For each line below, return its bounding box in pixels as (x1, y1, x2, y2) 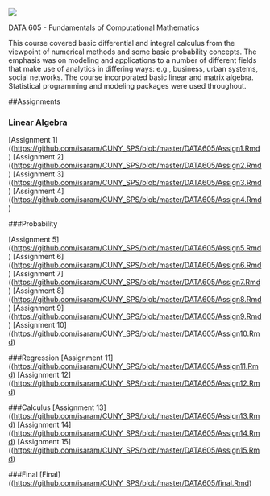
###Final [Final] (8, 469, 61, 479)
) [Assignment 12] (12, 370, 71, 380)
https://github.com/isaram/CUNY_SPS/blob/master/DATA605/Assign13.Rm (13, 411, 260, 421)
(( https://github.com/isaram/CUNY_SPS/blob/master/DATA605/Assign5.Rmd (8, 243, 262, 253)
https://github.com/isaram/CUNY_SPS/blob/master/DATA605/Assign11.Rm (13, 362, 260, 371)
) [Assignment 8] (8, 286, 64, 296)
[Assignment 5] (8, 234, 60, 245)
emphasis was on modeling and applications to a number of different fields (8, 56, 257, 64)
